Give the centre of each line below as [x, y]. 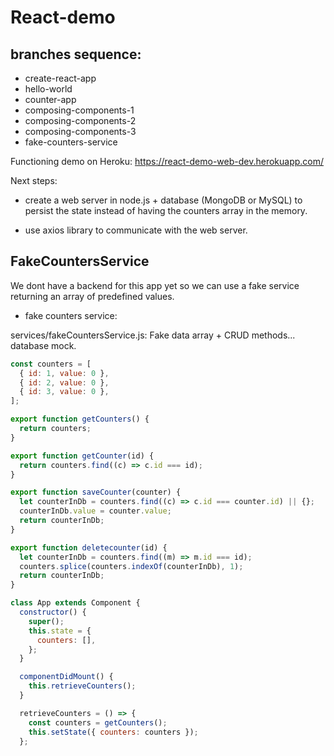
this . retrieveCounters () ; [82, 686]
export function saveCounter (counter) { [96, 492]
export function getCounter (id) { [82, 456]
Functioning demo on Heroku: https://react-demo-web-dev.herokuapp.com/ [167, 161]
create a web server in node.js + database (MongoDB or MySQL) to [163, 200]
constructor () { [53, 612]
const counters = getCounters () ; [98, 722]
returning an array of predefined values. [92, 296]
